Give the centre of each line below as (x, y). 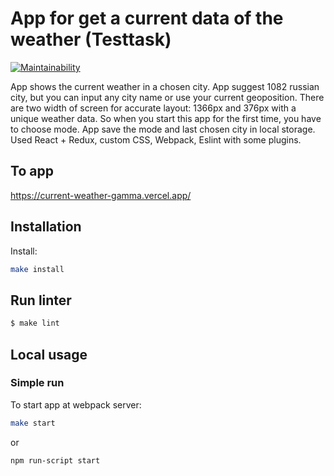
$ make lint (35, 323)
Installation (46, 227)
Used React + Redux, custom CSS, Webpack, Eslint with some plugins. (156, 139)
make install (37, 269)
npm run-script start (55, 460)
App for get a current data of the (147, 18)
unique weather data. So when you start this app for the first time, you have (166, 118)
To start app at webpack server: (76, 404)
